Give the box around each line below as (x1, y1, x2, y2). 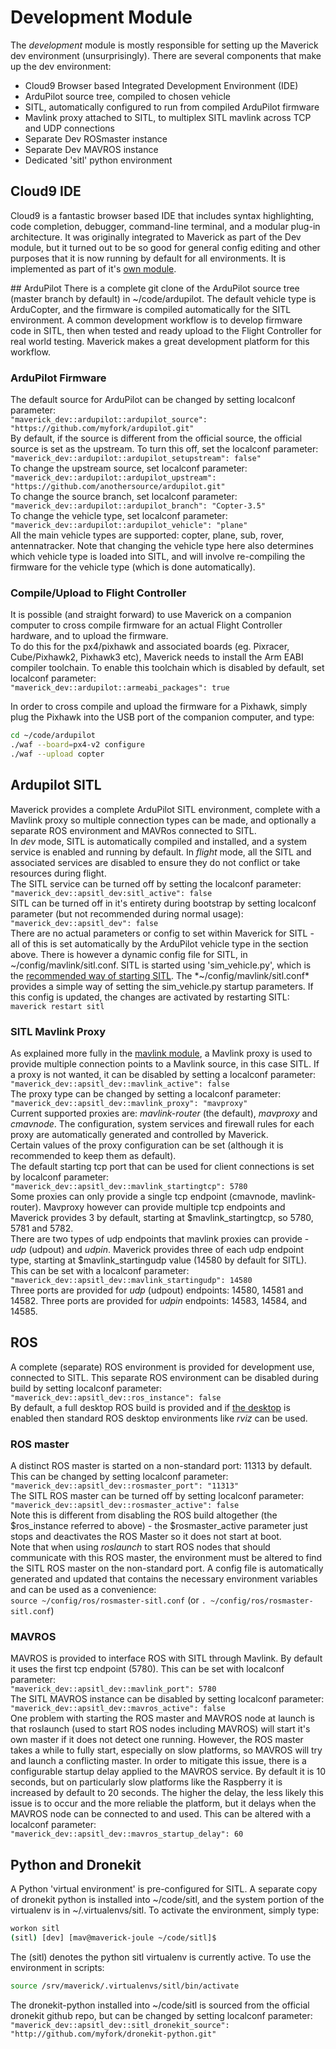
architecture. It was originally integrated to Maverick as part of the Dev (10, 231, 302, 243)
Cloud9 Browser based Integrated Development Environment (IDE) (24, 79, 299, 91)
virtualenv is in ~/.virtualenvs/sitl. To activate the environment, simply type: (10, 1904, 320, 1916)
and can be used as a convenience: (10, 1584, 157, 1596)
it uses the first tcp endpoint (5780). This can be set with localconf (10, 1663, 285, 1675)
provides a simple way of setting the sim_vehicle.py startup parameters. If (10, 980, 314, 992)
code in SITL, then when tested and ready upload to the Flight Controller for (10, 324, 322, 336)
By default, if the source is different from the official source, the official (10, 432, 303, 445)
